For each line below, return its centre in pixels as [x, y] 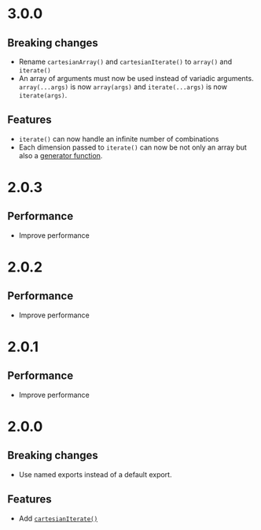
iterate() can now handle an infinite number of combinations [119, 139]
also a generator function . [61, 155]
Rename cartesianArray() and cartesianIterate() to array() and [125, 61]
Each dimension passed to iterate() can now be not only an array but [132, 147]
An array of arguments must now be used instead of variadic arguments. [136, 78]
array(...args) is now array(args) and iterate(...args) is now [123, 87]
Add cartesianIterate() [58, 518]
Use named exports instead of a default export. [95, 474]
